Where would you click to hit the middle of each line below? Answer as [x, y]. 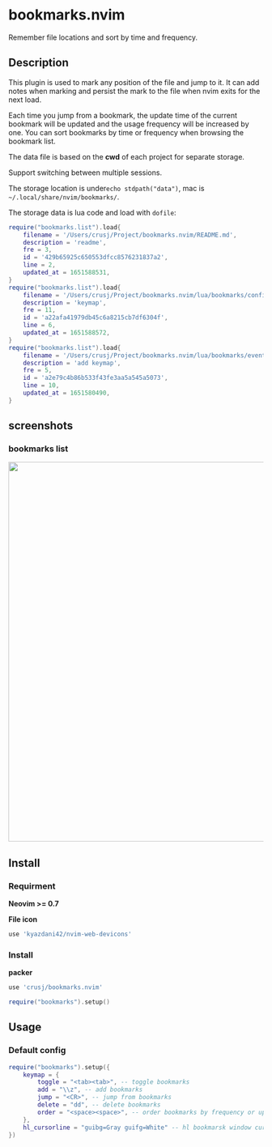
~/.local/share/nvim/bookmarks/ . [64, 197]
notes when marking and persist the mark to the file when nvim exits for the [134, 91]
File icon [23, 919]
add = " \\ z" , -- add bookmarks [90, 1090]
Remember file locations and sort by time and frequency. [103, 37]
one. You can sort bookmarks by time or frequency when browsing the [126, 132]
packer [21, 973]
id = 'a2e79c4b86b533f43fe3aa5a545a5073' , [96, 378]
